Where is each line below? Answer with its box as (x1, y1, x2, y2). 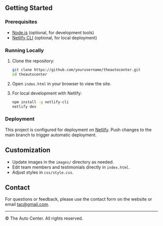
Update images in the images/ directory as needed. (12, 159, 114, 165)
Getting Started (5, 4, 53, 12)
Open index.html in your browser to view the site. (12, 80, 112, 87)
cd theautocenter (12, 72, 48, 77)
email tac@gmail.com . (5, 202, 49, 207)
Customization (5, 146, 51, 154)
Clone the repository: (12, 58, 55, 64)
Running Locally (5, 47, 44, 54)
